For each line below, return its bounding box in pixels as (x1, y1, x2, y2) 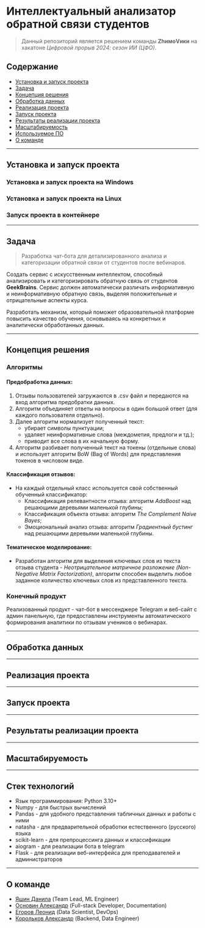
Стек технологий (6, 781, 74, 791)
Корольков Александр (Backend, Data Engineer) (15, 915, 140, 922)
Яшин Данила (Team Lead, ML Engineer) (15, 896, 119, 902)
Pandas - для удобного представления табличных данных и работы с (15, 810, 196, 817)
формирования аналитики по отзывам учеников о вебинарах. (6, 618, 168, 626)
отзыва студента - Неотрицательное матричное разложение (15, 564, 175, 571)
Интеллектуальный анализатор (6, 4, 176, 18)
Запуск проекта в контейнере (6, 211, 100, 219)
